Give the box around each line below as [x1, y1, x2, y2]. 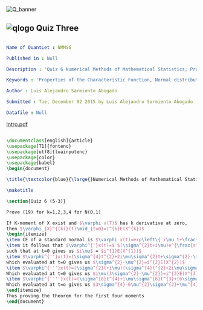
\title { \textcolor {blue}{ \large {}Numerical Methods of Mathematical [6, 177, 182, 183]
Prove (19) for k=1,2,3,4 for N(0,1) [6, 209, 101, 215]
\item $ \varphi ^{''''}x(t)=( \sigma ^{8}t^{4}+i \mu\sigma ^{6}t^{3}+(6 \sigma [6, 276, 199, 282]
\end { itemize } [6, 287, 42, 294]
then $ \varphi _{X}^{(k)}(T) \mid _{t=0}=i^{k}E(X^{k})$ [6, 226, 145, 232]
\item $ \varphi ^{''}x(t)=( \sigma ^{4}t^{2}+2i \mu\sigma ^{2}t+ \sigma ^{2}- [6, 253, 193, 259]
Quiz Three [36, 23, 79, 33]
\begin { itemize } [6, 231, 47, 238]
